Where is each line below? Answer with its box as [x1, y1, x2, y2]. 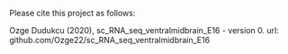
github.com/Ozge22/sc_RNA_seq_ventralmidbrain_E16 [9, 35, 211, 45]
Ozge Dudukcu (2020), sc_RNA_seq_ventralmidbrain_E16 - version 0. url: [9, 25, 279, 35]
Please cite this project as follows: [9, 8, 136, 18]
